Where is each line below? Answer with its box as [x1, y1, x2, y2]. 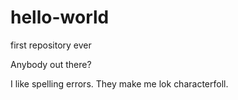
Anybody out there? [10, 58, 92, 70]
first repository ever [10, 39, 92, 51]
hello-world [10, 6, 110, 29]
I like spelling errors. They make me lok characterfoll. [10, 77, 229, 90]
